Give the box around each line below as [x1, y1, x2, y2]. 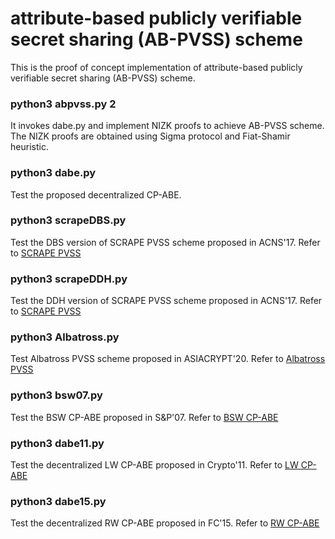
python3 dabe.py [10, 166, 97, 180]
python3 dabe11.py [10, 436, 105, 450]
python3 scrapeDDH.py [10, 272, 128, 286]
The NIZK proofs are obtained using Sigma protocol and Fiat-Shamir [10, 130, 291, 142]
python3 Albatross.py [10, 330, 120, 344]
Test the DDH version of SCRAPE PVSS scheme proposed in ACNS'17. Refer [10, 295, 323, 307]
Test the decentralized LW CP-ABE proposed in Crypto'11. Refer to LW [10, 459, 299, 471]
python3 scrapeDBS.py [10, 213, 127, 227]
